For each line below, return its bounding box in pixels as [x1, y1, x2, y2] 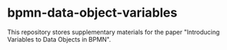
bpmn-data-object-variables [7, 5, 178, 21]
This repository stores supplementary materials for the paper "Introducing [7, 28, 220, 36]
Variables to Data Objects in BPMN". [7, 35, 112, 43]
